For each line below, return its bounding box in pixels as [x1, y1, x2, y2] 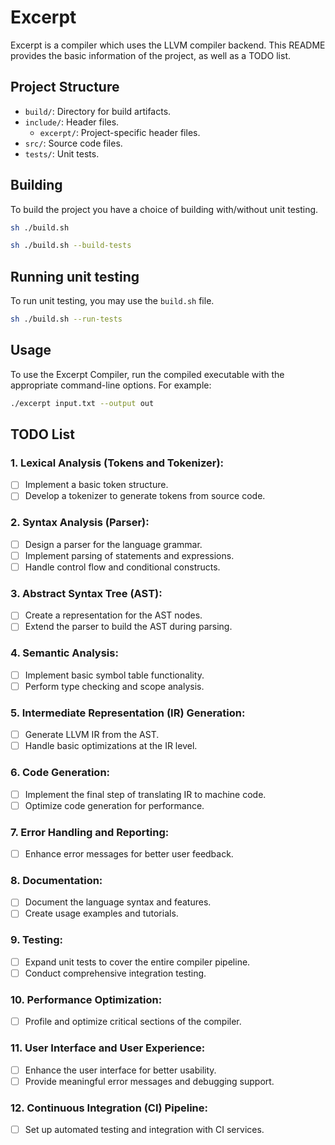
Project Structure [10, 79, 120, 96]
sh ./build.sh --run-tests [10, 314, 123, 325]
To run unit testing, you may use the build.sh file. [10, 295, 215, 307]
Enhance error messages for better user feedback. [24, 847, 234, 860]
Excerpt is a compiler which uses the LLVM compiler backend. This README [10, 39, 326, 51]
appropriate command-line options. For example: [10, 379, 212, 391]
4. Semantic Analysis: [10, 646, 119, 660]
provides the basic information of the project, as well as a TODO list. [10, 49, 292, 61]
